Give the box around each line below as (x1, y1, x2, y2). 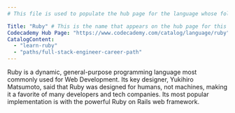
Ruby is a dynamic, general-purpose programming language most (7, 68, 197, 76)
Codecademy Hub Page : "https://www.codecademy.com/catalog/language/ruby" (7, 29, 230, 36)
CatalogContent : (7, 36, 55, 43)
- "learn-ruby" (13, 43, 58, 50)
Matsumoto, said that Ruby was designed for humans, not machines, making (7, 83, 228, 91)
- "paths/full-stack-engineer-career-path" (13, 49, 142, 56)
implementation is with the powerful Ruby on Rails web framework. (7, 98, 200, 105)
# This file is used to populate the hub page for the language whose (7, 10, 218, 17)
